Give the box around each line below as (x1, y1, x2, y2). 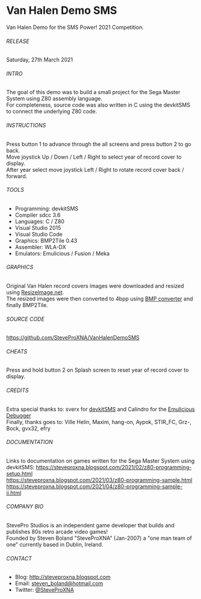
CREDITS (6, 387, 29, 394)
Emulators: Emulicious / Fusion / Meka (14, 250, 110, 257)
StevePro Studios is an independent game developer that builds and (6, 521, 175, 528)
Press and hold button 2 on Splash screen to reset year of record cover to (6, 366, 189, 374)
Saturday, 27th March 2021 (6, 56, 73, 63)
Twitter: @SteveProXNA (14, 586, 74, 594)
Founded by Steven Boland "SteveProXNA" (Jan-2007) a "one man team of (6, 534, 193, 542)
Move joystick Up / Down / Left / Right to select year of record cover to (6, 153, 182, 160)
